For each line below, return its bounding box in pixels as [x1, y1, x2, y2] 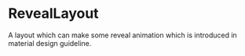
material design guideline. [8, 38, 92, 47]
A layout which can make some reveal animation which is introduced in [8, 30, 237, 40]
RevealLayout [8, 5, 100, 23]
